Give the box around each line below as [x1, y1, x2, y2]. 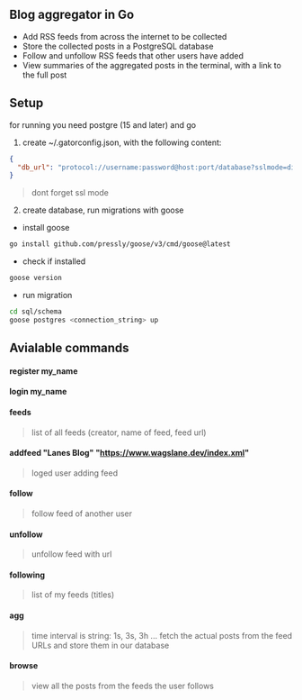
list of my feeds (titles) [31, 589, 115, 600]
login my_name [9, 386, 67, 397]
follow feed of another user [31, 508, 133, 519]
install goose [22, 223, 70, 233]
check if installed [22, 256, 86, 267]
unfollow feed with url [31, 549, 112, 559]
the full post [22, 69, 67, 80]
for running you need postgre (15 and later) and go [9, 119, 196, 130]
